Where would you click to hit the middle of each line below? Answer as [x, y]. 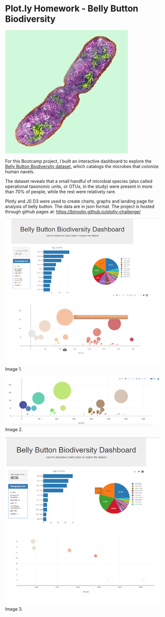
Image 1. [14, 369]
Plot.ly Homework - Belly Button [72, 9]
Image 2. [14, 430]
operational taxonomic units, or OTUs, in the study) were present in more [79, 186]
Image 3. [14, 609]
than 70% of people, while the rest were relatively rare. [61, 191]
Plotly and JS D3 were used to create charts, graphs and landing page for [80, 201]
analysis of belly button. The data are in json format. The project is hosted [80, 206]
